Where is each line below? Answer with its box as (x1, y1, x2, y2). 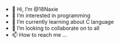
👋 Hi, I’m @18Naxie (11, 6, 58, 12)
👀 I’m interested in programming (11, 12, 91, 19)
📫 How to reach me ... (11, 32, 67, 38)
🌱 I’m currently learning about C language (11, 18, 114, 25)
